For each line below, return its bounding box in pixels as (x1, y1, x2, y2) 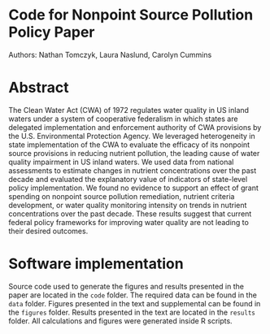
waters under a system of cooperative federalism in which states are (8, 114, 238, 124)
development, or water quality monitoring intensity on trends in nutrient (8, 200, 247, 210)
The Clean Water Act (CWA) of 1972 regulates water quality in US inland (8, 105, 250, 115)
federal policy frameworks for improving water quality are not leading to (8, 217, 250, 227)
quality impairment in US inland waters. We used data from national (8, 157, 234, 167)
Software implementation (8, 254, 185, 273)
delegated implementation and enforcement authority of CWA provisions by (8, 122, 262, 132)
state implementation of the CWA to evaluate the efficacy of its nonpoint (8, 140, 250, 150)
